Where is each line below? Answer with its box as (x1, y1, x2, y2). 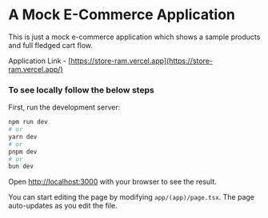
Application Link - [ (8, 56, 71, 65)
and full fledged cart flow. (8, 40, 94, 50)
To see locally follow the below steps (8, 84, 154, 95)
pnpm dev (8, 148, 38, 156)
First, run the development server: (8, 102, 121, 113)
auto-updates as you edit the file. (8, 201, 118, 211)
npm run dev (8, 118, 48, 126)
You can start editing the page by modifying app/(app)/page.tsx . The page (8, 192, 254, 202)
